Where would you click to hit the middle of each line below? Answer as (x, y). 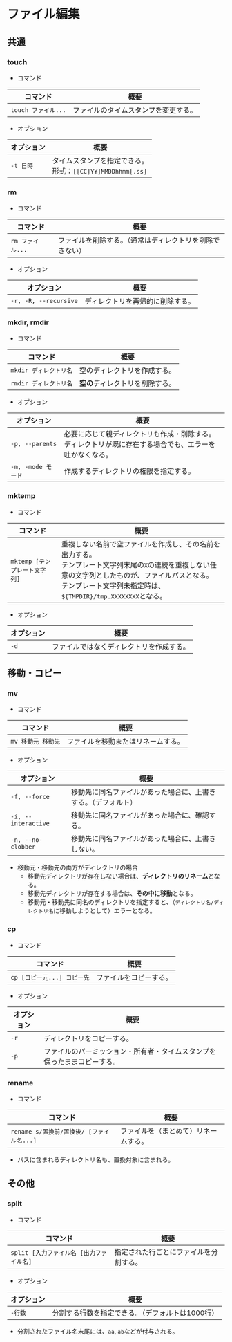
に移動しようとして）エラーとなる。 (105, 911)
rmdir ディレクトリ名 (42, 384)
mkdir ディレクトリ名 (42, 370)
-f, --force (30, 797)
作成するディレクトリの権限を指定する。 (129, 471)
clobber (23, 847)
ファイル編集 (44, 14)
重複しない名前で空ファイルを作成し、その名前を (141, 544)
